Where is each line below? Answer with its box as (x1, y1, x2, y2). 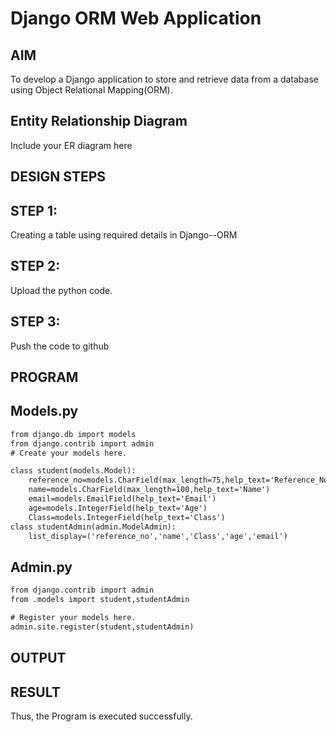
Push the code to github (10, 340, 110, 352)
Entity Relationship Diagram (10, 113, 188, 130)
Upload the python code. (10, 284, 113, 296)
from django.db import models (10, 429, 137, 439)
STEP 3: (10, 313, 61, 331)
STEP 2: (10, 258, 61, 275)
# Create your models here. (10, 448, 128, 458)
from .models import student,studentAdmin (10, 595, 190, 605)
